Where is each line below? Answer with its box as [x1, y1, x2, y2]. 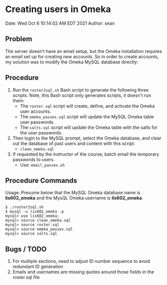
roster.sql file [12, 274, 40, 280]
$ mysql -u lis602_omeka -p [5, 209, 64, 215]
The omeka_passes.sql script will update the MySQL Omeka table [20, 113, 154, 119]
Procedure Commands [5, 176, 77, 185]
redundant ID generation [12, 263, 64, 270]
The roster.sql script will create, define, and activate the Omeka [20, 103, 155, 109]
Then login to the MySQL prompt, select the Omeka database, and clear [12, 135, 162, 141]
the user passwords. [20, 129, 63, 135]
